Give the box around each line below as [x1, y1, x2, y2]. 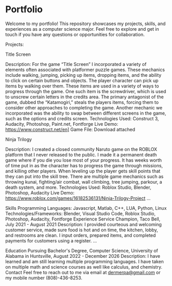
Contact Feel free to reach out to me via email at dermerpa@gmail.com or [5, 269, 161, 275]
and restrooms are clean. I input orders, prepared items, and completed [5, 232, 156, 238]
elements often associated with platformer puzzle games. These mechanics [5, 67, 165, 73]
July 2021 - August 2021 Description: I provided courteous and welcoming [5, 221, 162, 227]
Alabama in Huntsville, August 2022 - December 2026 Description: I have [5, 253, 160, 259]
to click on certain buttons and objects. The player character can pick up [5, 77, 159, 83]
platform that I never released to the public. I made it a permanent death [5, 151, 157, 158]
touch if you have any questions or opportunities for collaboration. [5, 31, 145, 37]
